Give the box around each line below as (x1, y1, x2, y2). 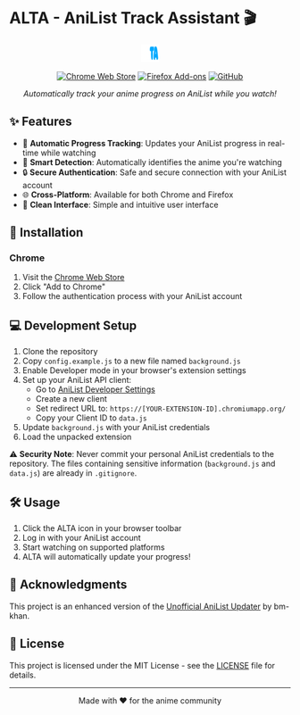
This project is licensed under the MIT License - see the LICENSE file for (9, 660, 275, 670)
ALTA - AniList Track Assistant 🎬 (9, 8, 257, 29)
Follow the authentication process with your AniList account (21, 291, 243, 302)
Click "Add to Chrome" (21, 281, 106, 292)
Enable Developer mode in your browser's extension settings (21, 365, 247, 376)
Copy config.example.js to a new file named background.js (21, 355, 241, 367)
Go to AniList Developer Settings (35, 384, 156, 395)
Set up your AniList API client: (21, 375, 132, 386)
